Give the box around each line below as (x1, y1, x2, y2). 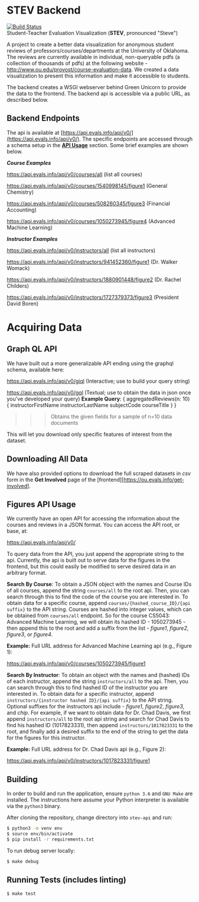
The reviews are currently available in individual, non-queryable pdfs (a (6, 53, 180, 60)
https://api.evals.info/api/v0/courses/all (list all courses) (6, 171, 143, 178)
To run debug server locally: (6, 847, 76, 854)
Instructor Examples (6, 235, 58, 242)
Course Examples (6, 159, 51, 166)
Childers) (6, 282, 29, 289)
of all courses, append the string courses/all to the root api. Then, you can (6, 587, 190, 594)
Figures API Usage (6, 499, 76, 509)
